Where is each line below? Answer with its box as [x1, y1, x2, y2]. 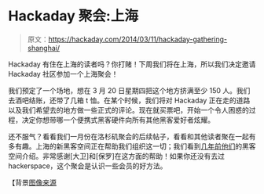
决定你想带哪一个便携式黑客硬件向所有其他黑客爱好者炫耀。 [21, 115, 214, 124]
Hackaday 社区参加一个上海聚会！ [8, 69, 119, 78]
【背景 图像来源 [8, 178, 57, 187]
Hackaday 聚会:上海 [8, 7, 139, 25]
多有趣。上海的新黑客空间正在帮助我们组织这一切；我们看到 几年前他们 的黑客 [8, 142, 256, 151]
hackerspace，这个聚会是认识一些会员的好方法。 [8, 161, 167, 171]
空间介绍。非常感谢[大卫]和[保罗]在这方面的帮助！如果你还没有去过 [8, 151, 225, 160]
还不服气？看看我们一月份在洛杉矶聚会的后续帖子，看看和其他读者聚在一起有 [8, 131, 256, 141]
